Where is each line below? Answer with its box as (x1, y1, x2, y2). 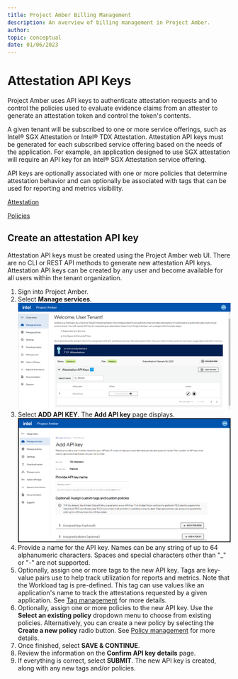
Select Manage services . (17, 294, 92, 303)
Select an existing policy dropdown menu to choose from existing (17, 611, 212, 619)
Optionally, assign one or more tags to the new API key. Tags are (17, 565, 206, 574)
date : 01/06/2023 (7, 41, 59, 49)
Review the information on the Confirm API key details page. (17, 648, 196, 657)
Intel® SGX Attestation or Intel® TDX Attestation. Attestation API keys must (7, 133, 224, 141)
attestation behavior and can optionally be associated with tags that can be (7, 177, 227, 185)
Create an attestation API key (7, 232, 140, 244)
